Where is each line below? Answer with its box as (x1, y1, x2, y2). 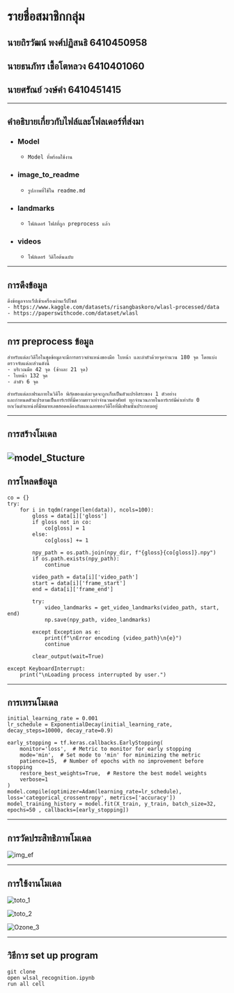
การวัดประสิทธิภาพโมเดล (7, 832, 92, 844)
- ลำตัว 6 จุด (7, 378, 38, 385)
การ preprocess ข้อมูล (7, 335, 94, 347)
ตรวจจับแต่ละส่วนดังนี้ (7, 359, 50, 367)
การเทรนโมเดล (7, 696, 58, 708)
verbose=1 (19, 776, 49, 783)
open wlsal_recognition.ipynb (7, 974, 95, 981)
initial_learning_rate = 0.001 (7, 715, 98, 722)
